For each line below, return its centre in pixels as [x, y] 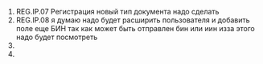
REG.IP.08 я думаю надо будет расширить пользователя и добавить [133, 20]
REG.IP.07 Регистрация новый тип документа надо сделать [117, 12]
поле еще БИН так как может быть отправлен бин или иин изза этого [135, 28]
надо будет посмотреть [57, 37]
